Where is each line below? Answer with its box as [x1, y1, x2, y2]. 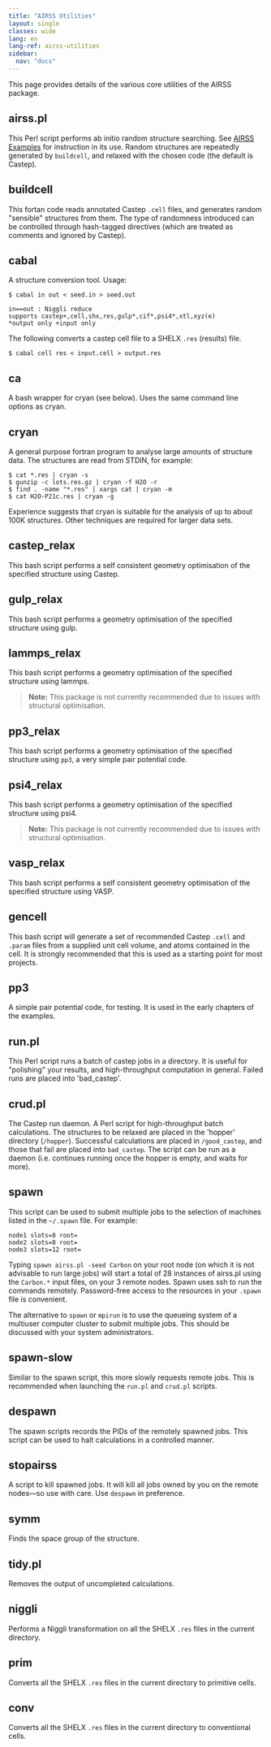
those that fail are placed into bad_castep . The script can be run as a [8, 1145, 236, 1155]
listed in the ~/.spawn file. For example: [8, 1216, 138, 1225]
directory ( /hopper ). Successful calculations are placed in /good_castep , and [8, 1136, 262, 1146]
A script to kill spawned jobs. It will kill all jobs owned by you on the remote [8, 1480, 259, 1489]
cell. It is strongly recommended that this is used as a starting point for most [8, 948, 263, 959]
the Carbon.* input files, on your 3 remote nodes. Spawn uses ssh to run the [8, 1277, 262, 1286]
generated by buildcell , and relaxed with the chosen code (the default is [8, 150, 253, 160]
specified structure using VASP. [8, 887, 114, 896]
